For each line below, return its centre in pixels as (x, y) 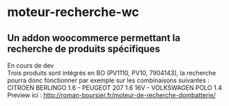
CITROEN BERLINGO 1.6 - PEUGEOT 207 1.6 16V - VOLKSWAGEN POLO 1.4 (115, 88)
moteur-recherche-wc (73, 12)
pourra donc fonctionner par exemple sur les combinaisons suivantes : (109, 80)
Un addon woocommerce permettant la (94, 38)
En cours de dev (31, 66)
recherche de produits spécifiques (84, 48)
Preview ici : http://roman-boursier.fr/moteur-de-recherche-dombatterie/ (111, 95)
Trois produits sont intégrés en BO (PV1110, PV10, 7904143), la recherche (112, 73)
